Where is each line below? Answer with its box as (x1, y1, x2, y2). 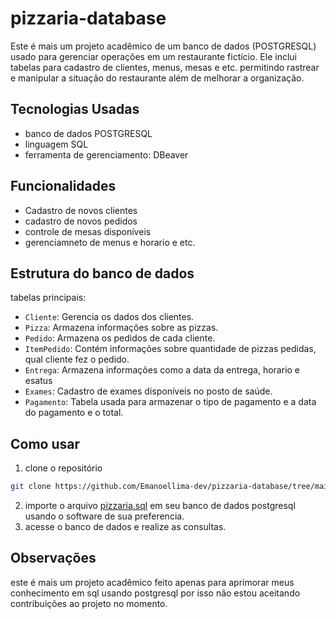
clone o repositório (24, 462, 103, 474)
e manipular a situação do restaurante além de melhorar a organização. (10, 72, 305, 84)
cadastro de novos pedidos (24, 215, 138, 227)
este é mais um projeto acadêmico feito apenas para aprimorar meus (10, 576, 295, 588)
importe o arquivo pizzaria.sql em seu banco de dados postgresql (24, 500, 296, 512)
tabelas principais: (10, 292, 87, 304)
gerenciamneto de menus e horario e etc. (24, 236, 196, 248)
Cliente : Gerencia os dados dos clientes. (24, 311, 195, 323)
